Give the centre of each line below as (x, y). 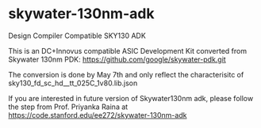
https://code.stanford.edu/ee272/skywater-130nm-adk (98, 115)
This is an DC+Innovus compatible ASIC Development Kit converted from (128, 51)
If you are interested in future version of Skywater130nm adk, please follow (131, 98)
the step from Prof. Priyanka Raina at (68, 107)
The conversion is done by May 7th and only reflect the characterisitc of (126, 74)
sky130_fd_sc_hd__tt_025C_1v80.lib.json (73, 83)
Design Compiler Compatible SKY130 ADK (77, 36)
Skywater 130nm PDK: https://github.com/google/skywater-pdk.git (117, 59)
